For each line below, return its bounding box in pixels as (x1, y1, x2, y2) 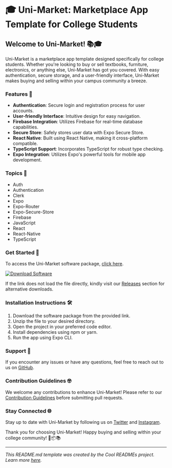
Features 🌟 (5, 91, 33, 98)
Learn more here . (5, 457, 42, 463)
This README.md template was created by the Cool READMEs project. (5, 452, 155, 458)
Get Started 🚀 (5, 249, 39, 256)
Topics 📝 (5, 170, 27, 177)
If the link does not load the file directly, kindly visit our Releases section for (5, 280, 165, 286)
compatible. (12, 140, 38, 147)
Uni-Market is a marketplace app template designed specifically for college (5, 56, 164, 62)
